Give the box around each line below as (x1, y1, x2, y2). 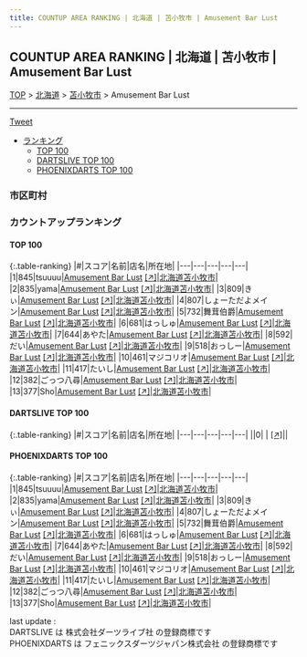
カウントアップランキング (9, 216, 122, 229)
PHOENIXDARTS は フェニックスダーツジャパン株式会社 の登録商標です (9, 638, 279, 649)
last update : (9, 615, 57, 626)
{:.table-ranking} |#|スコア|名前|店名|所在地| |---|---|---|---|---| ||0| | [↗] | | (9, 429, 289, 440)
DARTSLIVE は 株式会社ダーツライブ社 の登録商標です (9, 626, 212, 637)
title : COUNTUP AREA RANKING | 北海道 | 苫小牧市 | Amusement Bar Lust (9, 13, 279, 23)
